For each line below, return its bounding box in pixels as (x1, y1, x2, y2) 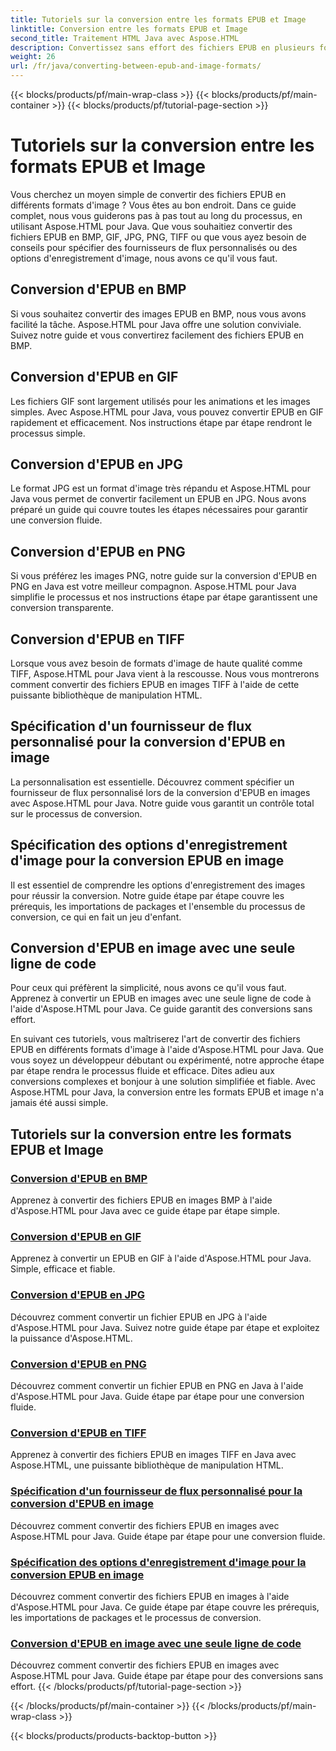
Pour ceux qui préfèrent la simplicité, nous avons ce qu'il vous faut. (10, 982, 287, 994)
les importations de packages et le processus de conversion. (10, 1611, 262, 1623)
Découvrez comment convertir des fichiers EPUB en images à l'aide (10, 1590, 290, 1602)
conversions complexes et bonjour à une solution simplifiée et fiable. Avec (10, 1076, 317, 1088)
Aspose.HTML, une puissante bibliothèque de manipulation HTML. (10, 1459, 284, 1471)
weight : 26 (10, 52, 56, 62)
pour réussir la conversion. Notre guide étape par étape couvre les (10, 889, 285, 901)
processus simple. (10, 427, 86, 439)
